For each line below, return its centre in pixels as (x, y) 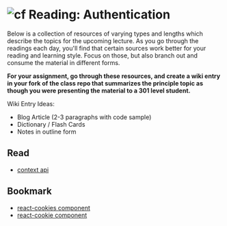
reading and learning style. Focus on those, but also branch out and (103, 55)
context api (33, 169)
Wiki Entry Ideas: (31, 103)
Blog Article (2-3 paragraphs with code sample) (84, 117)
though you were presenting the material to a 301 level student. (99, 90)
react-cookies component (53, 208)
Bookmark (30, 191)
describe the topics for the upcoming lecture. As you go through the (103, 40)
